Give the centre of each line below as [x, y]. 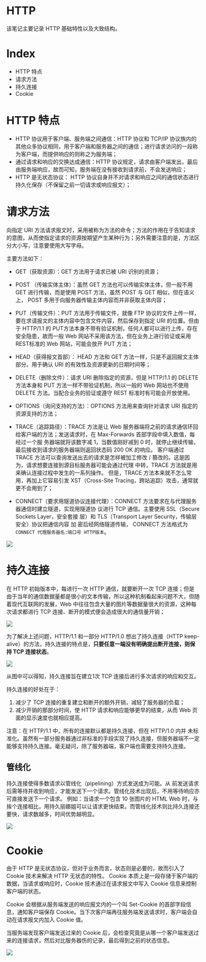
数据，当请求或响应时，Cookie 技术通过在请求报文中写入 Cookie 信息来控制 [102, 884]
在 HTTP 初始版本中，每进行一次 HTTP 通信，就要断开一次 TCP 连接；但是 [101, 589]
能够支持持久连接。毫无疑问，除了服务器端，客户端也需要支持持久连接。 [97, 746]
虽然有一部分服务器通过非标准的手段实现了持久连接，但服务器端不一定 [111, 738]
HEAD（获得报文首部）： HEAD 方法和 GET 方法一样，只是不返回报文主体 [107, 356]
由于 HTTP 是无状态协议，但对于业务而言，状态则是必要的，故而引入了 [96, 868]
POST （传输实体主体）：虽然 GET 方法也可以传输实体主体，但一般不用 [104, 284]
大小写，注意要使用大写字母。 [49, 245]
